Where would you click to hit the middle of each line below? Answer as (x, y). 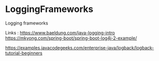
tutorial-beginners (24, 53)
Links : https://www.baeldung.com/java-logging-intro (60, 32)
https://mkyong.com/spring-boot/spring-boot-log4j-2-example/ (71, 38)
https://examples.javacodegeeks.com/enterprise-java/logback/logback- (79, 47)
